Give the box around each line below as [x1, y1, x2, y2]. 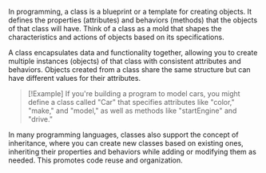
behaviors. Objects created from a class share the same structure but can [8, 65, 251, 74]
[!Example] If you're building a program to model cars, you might [27, 89, 241, 99]
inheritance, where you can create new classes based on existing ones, [8, 139, 244, 147]
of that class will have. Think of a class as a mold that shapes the [8, 24, 222, 33]
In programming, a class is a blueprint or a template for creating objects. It [8, 7, 252, 16]
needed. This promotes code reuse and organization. [8, 155, 183, 165]
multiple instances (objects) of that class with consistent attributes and [8, 56, 241, 66]
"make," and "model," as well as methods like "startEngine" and [27, 106, 237, 115]
